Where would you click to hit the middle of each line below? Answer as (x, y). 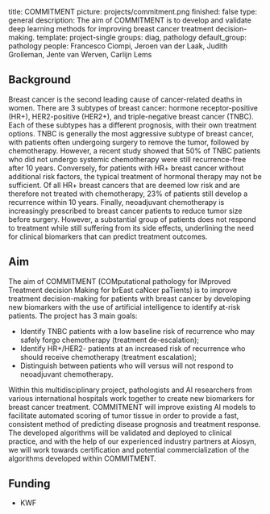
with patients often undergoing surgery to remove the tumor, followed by (129, 142)
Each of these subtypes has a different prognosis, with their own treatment (133, 125)
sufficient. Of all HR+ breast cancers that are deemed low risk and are (124, 185)
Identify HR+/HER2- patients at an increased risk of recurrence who (133, 348)
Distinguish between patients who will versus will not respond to (127, 366)
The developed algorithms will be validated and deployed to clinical (120, 433)
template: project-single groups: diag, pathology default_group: (142, 37)
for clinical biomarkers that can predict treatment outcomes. (108, 236)
